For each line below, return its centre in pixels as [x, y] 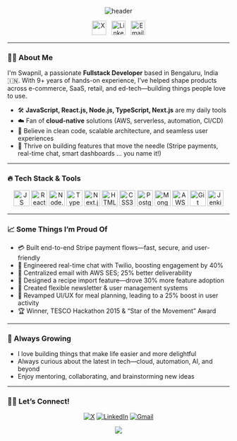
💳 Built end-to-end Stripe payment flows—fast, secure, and [105, 247]
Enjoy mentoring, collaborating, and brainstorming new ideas [106, 377]
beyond [29, 369]
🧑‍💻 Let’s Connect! [38, 401]
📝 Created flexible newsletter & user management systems [103, 287]
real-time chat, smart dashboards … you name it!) [90, 154]
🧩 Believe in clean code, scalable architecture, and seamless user [113, 131]
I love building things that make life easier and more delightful [107, 354]
